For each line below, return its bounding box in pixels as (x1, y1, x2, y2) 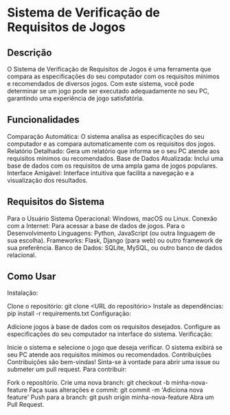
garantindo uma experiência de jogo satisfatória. (7, 94, 144, 102)
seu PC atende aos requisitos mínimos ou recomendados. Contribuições (7, 350, 211, 359)
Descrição (7, 47, 52, 58)
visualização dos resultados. (7, 176, 88, 184)
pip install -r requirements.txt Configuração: (7, 309, 132, 317)
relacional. (7, 251, 36, 259)
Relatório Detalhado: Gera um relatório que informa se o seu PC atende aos (7, 146, 220, 155)
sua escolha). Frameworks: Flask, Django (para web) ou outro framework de (7, 236, 223, 245)
